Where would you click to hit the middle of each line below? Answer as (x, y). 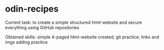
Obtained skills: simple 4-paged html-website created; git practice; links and (82, 37)
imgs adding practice (26, 42)
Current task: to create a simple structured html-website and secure (73, 22)
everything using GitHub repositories (42, 27)
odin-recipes (32, 9)
